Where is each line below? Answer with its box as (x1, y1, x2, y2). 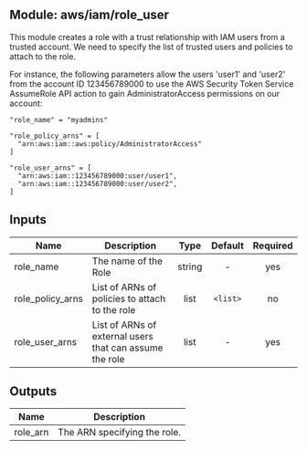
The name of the (91, 255, 163, 267)
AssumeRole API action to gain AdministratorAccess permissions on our (9, 88, 281, 99)
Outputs (9, 383, 58, 400)
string (177, 260, 203, 273)
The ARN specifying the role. (58, 426, 181, 439)
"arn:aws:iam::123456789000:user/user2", (17, 179, 178, 188)
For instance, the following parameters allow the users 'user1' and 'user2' (9, 68, 286, 79)
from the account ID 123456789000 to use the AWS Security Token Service (9, 78, 294, 89)
